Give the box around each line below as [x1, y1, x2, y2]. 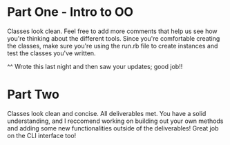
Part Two [7, 87, 60, 102]
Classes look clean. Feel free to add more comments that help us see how [7, 27, 218, 35]
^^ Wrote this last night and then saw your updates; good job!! [7, 62, 183, 70]
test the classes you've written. [7, 49, 96, 57]
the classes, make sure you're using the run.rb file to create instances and [7, 41, 218, 50]
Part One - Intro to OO [7, 4, 133, 20]
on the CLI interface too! [7, 131, 77, 139]
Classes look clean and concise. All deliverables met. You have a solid [7, 109, 207, 117]
